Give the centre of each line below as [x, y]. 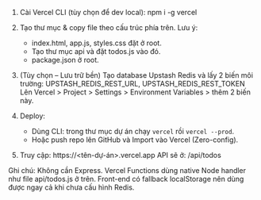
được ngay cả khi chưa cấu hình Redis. [71, 187]
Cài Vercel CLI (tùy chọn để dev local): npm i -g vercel [108, 12]
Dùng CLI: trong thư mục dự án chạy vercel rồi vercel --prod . [133, 131]
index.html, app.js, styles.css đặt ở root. [97, 43]
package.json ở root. [65, 60]
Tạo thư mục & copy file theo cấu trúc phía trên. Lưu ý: [109, 27]
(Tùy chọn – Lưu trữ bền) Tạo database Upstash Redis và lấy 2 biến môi [136, 75]
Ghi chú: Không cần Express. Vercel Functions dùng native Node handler [127, 170]
